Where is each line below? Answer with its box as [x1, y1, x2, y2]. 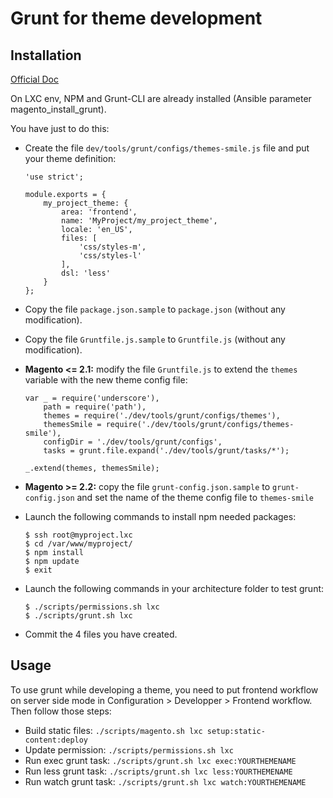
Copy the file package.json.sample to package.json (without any [24, 303, 286, 315]
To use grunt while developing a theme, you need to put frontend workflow [10, 683, 319, 696]
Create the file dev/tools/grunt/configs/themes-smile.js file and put [24, 142, 310, 154]
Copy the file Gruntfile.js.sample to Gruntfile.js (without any [24, 333, 286, 345]
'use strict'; [24, 172, 84, 182]
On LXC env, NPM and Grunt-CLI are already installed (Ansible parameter [10, 93, 312, 104]
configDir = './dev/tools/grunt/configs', [43, 437, 223, 447]
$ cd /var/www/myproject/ [24, 539, 133, 549]
